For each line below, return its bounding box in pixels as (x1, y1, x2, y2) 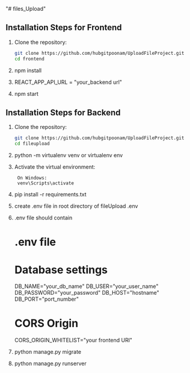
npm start (14, 90, 38, 97)
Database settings (14, 263, 108, 277)
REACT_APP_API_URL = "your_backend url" (14, 78, 123, 86)
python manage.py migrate (14, 348, 82, 356)
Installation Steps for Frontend (5, 22, 122, 33)
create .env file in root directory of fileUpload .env (14, 202, 138, 210)
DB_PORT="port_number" (14, 295, 79, 303)
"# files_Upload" (5, 5, 46, 12)
